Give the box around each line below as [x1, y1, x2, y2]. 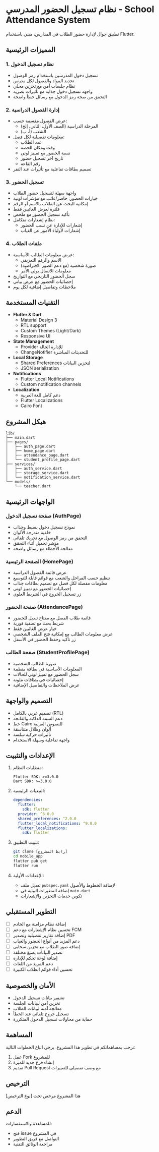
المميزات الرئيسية [6, 45, 56, 54]
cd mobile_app [13, 854, 43, 859]
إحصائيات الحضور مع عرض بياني [13, 278, 73, 284]
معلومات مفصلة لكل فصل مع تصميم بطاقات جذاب [13, 580, 108, 586]
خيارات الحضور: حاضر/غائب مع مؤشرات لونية [13, 195, 98, 201]
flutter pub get [13, 858, 47, 863]
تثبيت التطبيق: [13, 839, 40, 845]
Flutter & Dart [13, 312, 42, 318]
